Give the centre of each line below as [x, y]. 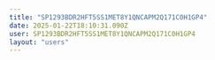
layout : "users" [39, 42]
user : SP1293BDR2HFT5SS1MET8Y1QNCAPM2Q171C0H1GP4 [103, 34]
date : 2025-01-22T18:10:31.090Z [69, 26]
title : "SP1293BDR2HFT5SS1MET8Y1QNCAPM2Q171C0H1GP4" [108, 17]
